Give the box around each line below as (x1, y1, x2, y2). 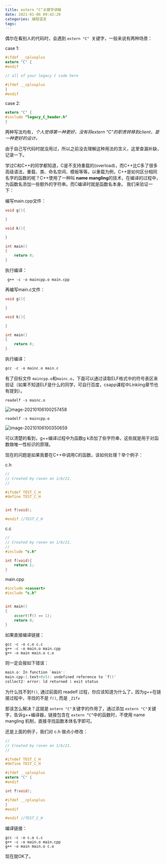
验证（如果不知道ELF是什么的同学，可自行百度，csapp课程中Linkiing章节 (5, 382, 154, 387)
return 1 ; (14, 563, 35, 568)
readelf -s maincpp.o (5, 416, 50, 421)
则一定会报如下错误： (5, 660, 49, 666)
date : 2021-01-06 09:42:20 (5, 12, 61, 17)
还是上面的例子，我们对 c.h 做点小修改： (5, 728, 88, 734)
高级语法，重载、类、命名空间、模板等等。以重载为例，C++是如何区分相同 (5, 169, 158, 175)
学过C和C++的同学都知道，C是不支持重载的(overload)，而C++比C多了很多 (5, 163, 158, 168)
